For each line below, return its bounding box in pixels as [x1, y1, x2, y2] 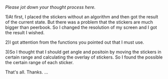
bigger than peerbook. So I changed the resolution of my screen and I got [5, 24, 157, 30]
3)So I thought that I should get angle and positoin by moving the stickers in [5, 49, 161, 55]
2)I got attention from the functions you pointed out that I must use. [5, 39, 144, 45]
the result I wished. [5, 30, 45, 35]
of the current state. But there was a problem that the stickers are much [5, 19, 153, 25]
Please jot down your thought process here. [5, 4, 96, 10]
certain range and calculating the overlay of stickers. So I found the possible [5, 54, 163, 60]
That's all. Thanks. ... [5, 69, 49, 75]
